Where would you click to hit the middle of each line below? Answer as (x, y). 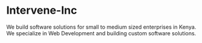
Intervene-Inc (42, 10)
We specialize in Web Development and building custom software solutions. (101, 33)
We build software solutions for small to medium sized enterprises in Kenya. (101, 27)
